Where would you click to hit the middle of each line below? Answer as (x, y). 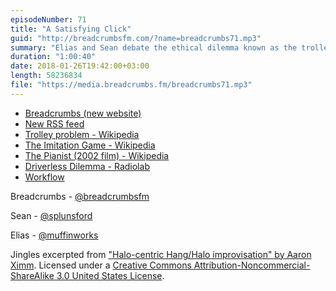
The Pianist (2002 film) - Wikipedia (97, 155)
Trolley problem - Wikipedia (82, 134)
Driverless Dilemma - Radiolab (87, 166)
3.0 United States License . (110, 275)
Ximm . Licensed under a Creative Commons (101, 265)
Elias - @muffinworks (54, 235)
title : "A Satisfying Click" (71, 29)
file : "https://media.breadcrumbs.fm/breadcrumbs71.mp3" (131, 85)
